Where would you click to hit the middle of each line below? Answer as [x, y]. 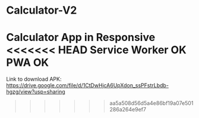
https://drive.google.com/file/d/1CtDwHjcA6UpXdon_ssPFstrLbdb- [88, 85]
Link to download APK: [34, 79]
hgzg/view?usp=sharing [36, 92]
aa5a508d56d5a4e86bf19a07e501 [151, 103]
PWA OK [28, 63]
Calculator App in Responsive [81, 38]
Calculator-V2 [42, 10]
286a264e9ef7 [128, 110]
